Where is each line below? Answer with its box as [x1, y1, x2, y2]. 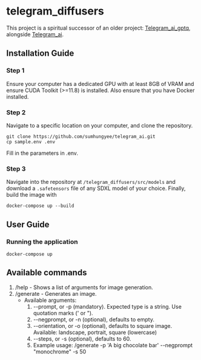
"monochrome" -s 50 [33, 348, 87, 355]
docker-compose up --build [6, 203, 74, 209]
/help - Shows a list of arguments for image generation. [15, 283, 153, 291]
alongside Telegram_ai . [6, 30, 64, 38]
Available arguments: [24, 296, 77, 304]
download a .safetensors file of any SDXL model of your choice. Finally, [6, 185, 186, 192]
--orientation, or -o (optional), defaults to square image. [33, 322, 173, 329]
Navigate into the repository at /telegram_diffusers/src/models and [6, 178, 176, 186]
